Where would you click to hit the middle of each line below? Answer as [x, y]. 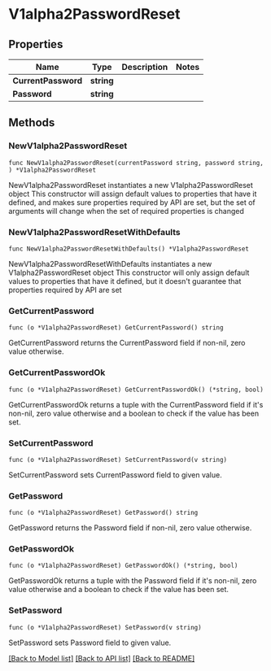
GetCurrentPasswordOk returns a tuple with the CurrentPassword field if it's [136, 404]
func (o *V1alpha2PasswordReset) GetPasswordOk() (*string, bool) [123, 566]
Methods [32, 123]
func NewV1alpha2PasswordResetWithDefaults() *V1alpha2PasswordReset [129, 249]
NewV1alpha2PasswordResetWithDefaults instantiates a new [110, 264]
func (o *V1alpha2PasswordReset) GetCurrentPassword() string [116, 328]
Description [145, 67]
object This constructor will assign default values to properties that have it [133, 194]
